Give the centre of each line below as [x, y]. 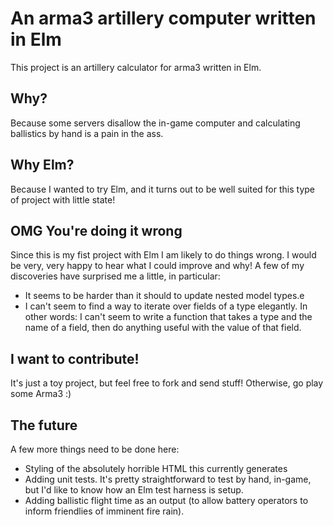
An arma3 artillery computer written [163, 18]
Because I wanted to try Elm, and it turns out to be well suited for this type [162, 189]
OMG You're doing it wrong [96, 230]
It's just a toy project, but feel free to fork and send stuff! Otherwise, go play [167, 383]
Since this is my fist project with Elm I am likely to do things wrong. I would [163, 255]
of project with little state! [63, 199]
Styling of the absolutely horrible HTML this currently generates [156, 468]
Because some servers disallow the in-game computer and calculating [155, 123]
